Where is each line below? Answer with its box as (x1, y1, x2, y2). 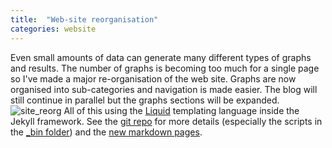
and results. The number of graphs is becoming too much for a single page (10, 62, 320, 74)
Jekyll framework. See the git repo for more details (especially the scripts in (10, 115, 323, 127)
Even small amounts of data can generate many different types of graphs (10, 51, 312, 63)
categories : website (10, 24, 97, 34)
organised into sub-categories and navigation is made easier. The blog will (10, 83, 318, 95)
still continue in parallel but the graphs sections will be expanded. (10, 94, 280, 106)
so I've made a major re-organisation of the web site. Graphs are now (10, 72, 297, 85)
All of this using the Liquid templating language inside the (63, 104, 300, 116)
